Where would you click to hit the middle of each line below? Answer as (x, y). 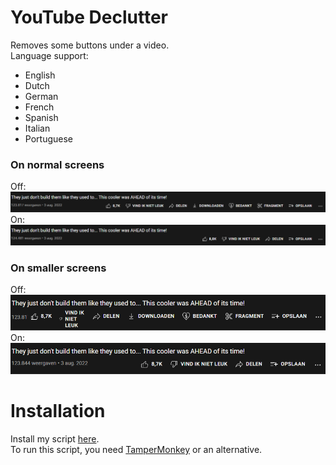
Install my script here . (55, 438)
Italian (37, 128)
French (39, 107)
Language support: (49, 55)
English (40, 75)
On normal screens (57, 164)
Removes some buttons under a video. (90, 45)
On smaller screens (58, 268)
